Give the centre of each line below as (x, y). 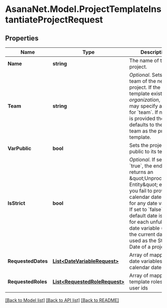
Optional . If (142, 159)
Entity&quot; (143, 184)
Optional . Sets (146, 75)
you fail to (141, 191)
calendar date (145, 197)
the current (142, 234)
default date (143, 216)
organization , (145, 100)
